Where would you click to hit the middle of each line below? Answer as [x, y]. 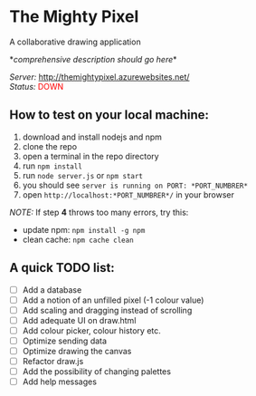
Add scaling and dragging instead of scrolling [107, 310]
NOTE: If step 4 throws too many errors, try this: [99, 212]
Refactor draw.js [53, 361]
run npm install [52, 166]
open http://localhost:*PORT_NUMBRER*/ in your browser [128, 194]
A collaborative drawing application [76, 42]
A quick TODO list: [62, 268]
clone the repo [50, 146]
